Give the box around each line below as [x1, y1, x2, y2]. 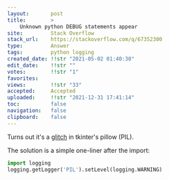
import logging [7, 159, 51, 167]
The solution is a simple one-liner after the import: [7, 146, 150, 154]
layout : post [7, 10, 64, 17]
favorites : [7, 74, 39, 82]
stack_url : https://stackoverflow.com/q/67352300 [7, 36, 163, 43]
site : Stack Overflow [7, 29, 95, 37]
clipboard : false [7, 113, 67, 120]
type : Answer [7, 42, 70, 49]
